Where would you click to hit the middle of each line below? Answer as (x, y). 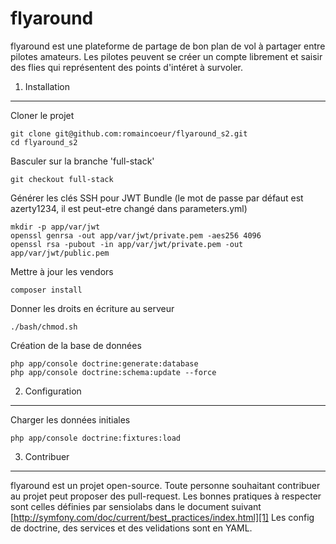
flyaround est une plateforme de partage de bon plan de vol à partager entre (168, 46)
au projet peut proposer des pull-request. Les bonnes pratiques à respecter (166, 496)
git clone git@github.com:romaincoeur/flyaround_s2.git (129, 133)
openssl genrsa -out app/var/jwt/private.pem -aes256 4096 (136, 235)
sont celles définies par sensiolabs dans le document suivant (136, 506)
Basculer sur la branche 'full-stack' (82, 161)
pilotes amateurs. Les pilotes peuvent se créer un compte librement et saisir (166, 56)
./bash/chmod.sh (44, 327)
